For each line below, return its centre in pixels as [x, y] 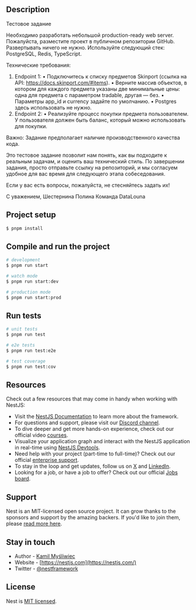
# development [23, 260]
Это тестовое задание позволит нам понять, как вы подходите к [87, 155]
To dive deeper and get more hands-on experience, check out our [94, 429]
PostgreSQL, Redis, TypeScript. [44, 54]
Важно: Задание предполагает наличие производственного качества [93, 138]
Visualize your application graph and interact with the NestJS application [102, 441]
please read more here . [34, 524]
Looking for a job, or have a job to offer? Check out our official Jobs [96, 472]
